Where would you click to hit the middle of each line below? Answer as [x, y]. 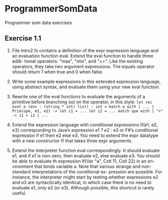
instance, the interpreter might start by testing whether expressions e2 [85, 177]
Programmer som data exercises [38, 23]
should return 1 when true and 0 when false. [58, 72]
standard [21, 171]
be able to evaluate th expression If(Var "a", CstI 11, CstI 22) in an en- [83, 161]
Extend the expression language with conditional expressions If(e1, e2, [85, 125]
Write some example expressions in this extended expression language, [86, 81]
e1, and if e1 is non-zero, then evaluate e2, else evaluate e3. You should [86, 155]
